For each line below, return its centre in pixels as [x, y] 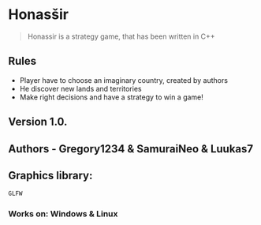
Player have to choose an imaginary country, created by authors [124, 80]
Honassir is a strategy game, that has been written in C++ [121, 36]
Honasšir [39, 15]
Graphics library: [50, 175]
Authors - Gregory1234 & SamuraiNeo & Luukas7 [131, 149]
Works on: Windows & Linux [63, 214]
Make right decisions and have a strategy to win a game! [111, 97]
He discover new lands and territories [80, 88]
